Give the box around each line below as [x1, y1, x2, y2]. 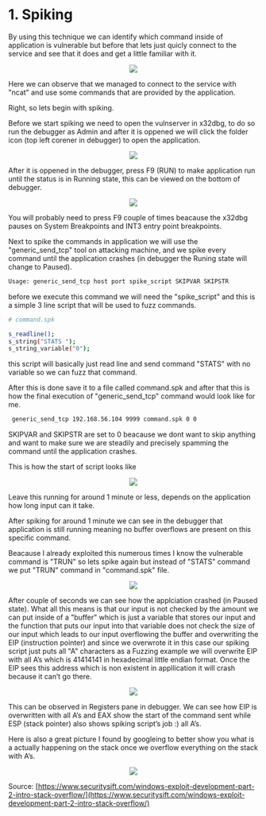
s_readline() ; [8, 330, 56, 338]
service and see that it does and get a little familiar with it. [8, 49, 197, 58]
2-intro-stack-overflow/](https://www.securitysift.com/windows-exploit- [8, 790, 245, 800]
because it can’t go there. [8, 672, 92, 682]
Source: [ [8, 782, 38, 791]
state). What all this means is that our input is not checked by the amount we [8, 604, 259, 614]
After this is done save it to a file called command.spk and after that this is [8, 383, 250, 393]
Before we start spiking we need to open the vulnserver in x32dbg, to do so [8, 118, 256, 128]
